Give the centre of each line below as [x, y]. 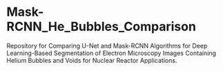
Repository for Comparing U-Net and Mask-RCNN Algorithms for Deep [107, 45]
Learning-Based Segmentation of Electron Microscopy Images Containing [111, 53]
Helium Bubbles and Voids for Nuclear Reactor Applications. [92, 60]
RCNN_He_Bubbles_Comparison [101, 27]
